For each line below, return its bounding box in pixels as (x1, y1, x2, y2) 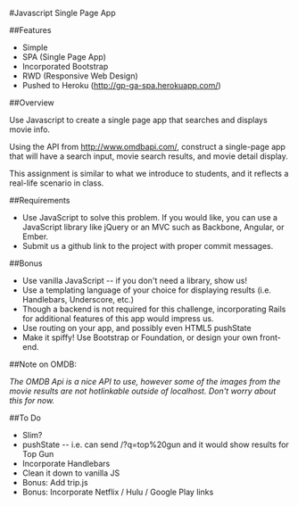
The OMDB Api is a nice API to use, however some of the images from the (9, 377, 281, 386)
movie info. (9, 124, 51, 135)
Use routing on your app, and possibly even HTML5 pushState (21, 323, 252, 333)
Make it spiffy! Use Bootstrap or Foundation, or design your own (21, 332, 259, 343)
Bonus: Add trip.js (21, 477, 88, 487)
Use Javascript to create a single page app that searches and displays (9, 115, 268, 125)
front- (260, 332, 281, 343)
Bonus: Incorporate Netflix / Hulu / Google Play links (21, 486, 214, 497)
